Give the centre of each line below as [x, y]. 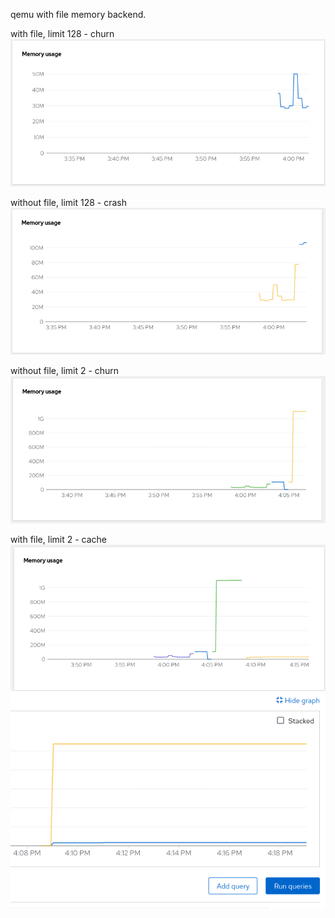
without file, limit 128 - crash [68, 203]
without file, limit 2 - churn [65, 370]
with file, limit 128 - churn [62, 33]
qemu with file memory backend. [78, 14]
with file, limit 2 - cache [58, 540]
